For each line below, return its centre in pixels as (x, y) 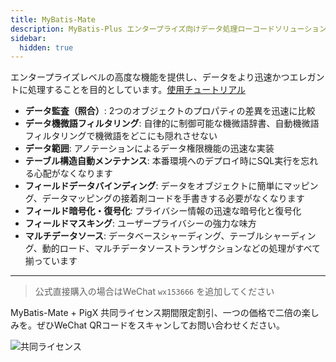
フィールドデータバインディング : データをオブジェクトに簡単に (154, 186)
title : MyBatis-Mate (53, 19)
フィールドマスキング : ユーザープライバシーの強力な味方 (140, 223)
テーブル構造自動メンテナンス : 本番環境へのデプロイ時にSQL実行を (163, 161)
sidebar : (28, 38)
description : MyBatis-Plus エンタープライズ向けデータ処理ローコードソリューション (168, 29)
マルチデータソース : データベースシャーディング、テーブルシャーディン (170, 236)
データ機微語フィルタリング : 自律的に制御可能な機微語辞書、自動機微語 (172, 123)
